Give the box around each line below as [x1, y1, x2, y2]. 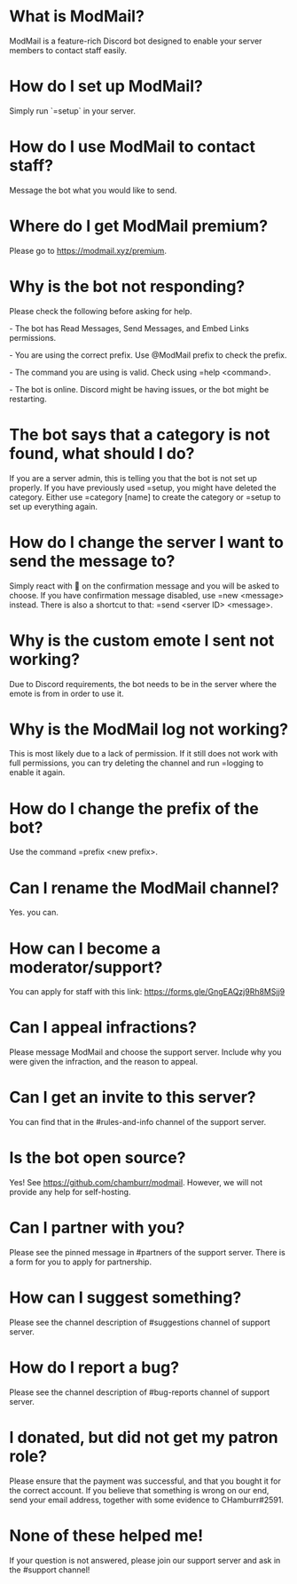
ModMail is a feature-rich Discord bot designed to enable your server [9, 36, 262, 46]
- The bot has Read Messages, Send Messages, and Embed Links [9, 322, 250, 334]
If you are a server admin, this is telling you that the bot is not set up [9, 472, 257, 483]
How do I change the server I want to [9, 532, 284, 552]
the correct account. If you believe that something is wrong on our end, [9, 1485, 270, 1495]
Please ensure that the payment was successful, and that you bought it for [9, 1476, 281, 1486]
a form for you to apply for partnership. [9, 1256, 152, 1267]
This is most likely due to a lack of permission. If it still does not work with [9, 748, 278, 759]
